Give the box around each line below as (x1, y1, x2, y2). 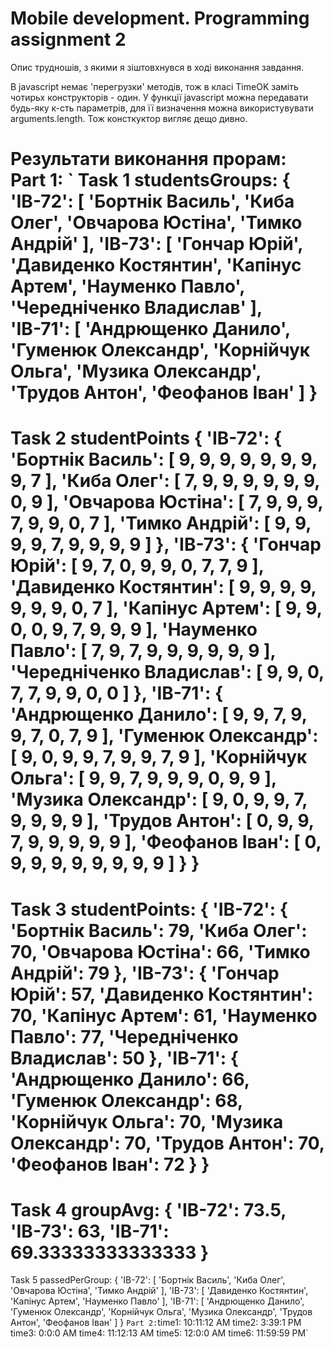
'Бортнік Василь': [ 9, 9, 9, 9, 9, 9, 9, (10, 448, 318, 471)
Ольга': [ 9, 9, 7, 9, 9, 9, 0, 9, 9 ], (10, 767, 277, 790)
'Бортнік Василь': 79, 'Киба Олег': (10, 919, 308, 942)
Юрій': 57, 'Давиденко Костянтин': (10, 983, 314, 1006)
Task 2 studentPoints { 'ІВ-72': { (10, 427, 283, 450)
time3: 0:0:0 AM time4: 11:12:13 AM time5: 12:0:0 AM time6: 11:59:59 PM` (10, 1327, 309, 1339)
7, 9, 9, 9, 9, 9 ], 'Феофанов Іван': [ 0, (10, 831, 322, 854)
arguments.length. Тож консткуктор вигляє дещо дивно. (10, 112, 248, 124)
